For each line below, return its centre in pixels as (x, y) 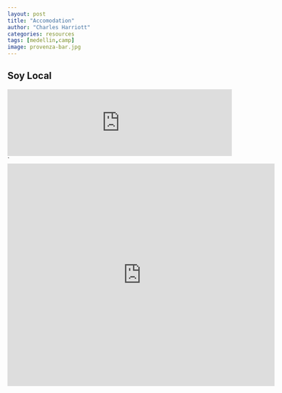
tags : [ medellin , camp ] (41, 41)
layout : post (27, 14)
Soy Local (30, 76)
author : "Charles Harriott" (49, 27)
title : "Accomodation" (41, 21)
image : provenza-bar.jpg (44, 47)
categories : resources (41, 34)
